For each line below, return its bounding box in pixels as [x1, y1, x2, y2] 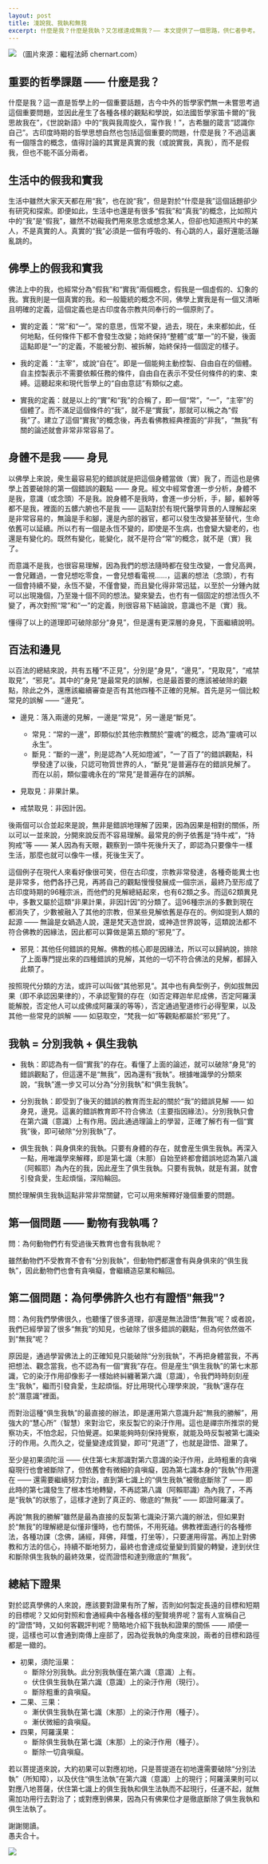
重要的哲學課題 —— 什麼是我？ [8, 75, 160, 89]
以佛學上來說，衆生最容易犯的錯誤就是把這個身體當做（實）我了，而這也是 [8, 473, 253, 483]
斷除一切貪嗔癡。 [31, 1747, 89, 1756]
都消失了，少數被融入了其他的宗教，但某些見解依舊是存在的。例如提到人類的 [8, 908, 260, 917]
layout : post [8, 11, 52, 20]
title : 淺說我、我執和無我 [8, 19, 88, 27]
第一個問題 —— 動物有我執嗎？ [8, 1216, 160, 1230]
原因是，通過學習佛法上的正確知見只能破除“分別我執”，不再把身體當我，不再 [8, 1351, 259, 1361]
